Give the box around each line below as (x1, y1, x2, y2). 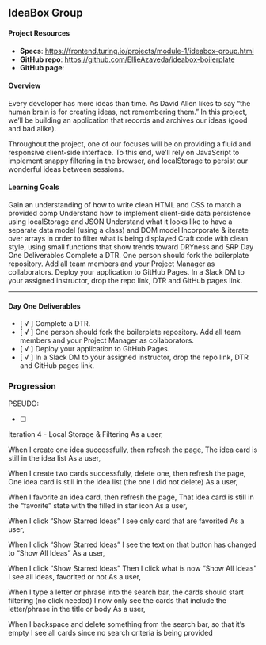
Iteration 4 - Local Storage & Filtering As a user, (8, 429, 164, 438)
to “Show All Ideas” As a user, (8, 548, 105, 557)
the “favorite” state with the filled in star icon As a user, (8, 500, 188, 510)
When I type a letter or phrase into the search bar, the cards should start (8, 587, 244, 597)
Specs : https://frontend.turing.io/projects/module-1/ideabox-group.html (19, 46, 255, 55)
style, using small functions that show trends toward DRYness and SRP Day (8, 242, 254, 252)
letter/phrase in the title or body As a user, (8, 604, 146, 613)
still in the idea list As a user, (8, 453, 101, 462)
